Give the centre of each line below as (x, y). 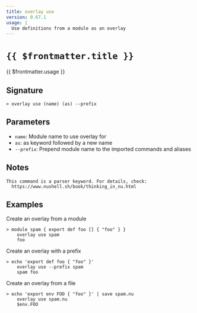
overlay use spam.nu (42, 299)
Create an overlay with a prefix (44, 251)
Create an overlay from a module (46, 219)
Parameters (28, 122)
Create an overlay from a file (41, 283)
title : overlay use (30, 12)
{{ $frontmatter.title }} (70, 57)
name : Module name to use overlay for (61, 136)
